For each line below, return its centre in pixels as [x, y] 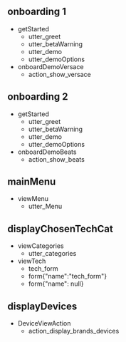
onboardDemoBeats [47, 152]
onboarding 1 [37, 12]
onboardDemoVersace [51, 66]
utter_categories [52, 254]
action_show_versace [59, 74]
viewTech [32, 261]
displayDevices [42, 306]
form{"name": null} [56, 284]
